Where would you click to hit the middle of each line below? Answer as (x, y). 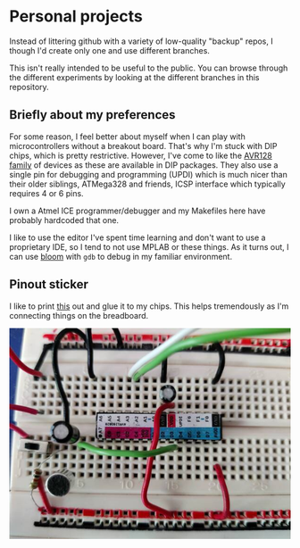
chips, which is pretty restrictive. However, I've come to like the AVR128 (141, 155)
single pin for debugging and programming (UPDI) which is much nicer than (148, 174)
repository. (29, 87)
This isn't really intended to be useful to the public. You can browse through (149, 68)
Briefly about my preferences (92, 115)
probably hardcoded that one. (64, 220)
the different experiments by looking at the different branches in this (134, 77)
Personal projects (76, 17)
